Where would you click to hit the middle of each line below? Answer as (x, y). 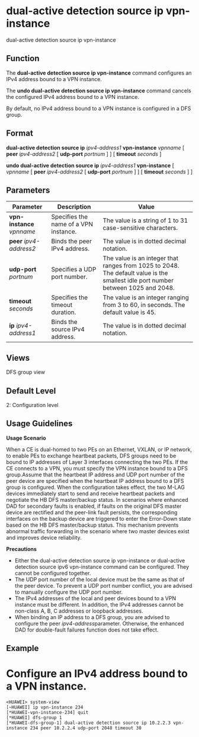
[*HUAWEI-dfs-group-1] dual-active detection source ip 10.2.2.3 (88, 723)
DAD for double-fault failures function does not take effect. (86, 630)
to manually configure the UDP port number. (69, 592)
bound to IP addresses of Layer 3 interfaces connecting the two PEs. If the (97, 462)
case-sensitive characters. (140, 228)
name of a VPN (72, 225)
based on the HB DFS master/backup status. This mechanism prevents (92, 525)
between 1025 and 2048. (139, 288)
